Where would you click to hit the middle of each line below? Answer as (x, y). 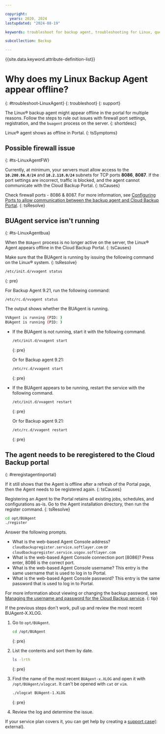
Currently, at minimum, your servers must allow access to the (67, 169)
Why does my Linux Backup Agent (77, 79)
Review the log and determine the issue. (53, 712)
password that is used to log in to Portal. (53, 584)
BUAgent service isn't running (52, 221)
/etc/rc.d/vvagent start (38, 369)
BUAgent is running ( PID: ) (34, 322)
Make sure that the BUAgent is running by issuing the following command (79, 257)
